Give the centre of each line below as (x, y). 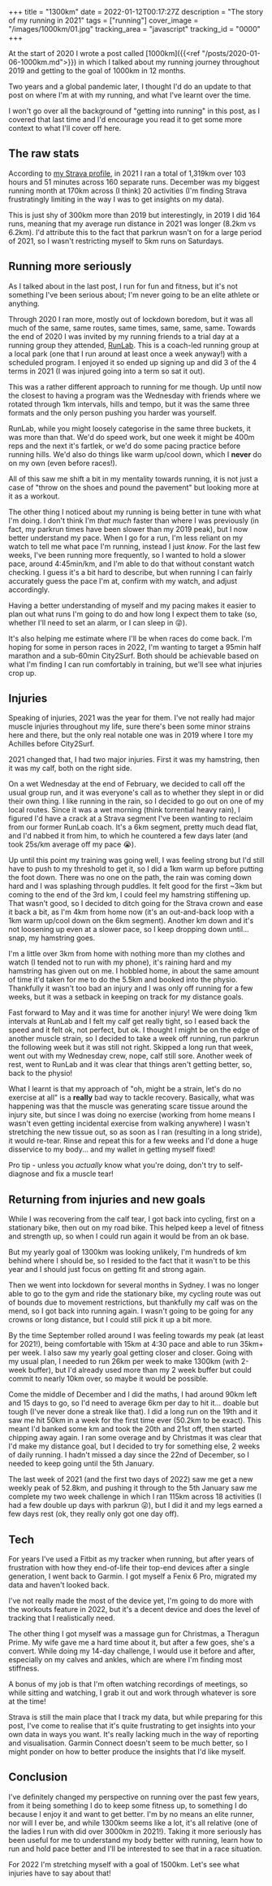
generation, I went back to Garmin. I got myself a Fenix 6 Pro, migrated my (133, 1576)
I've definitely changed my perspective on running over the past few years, (134, 1797)
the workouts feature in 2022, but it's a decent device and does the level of (134, 1609)
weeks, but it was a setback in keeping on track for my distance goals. (126, 997)
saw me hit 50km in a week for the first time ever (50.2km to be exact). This (135, 1420)
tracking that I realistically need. (62, 1618)
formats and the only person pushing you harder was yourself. (112, 412)
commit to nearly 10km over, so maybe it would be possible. (108, 1379)
